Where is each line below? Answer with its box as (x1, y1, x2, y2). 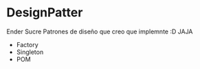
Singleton (16, 48, 44, 56)
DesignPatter (6, 5, 83, 20)
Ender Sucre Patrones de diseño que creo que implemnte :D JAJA (6, 27, 193, 36)
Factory (16, 40, 38, 49)
